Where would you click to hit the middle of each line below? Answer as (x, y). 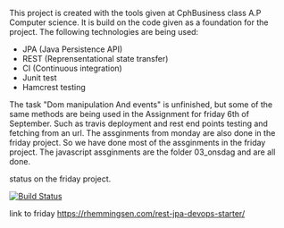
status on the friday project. (60, 179)
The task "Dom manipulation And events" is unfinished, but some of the (141, 105)
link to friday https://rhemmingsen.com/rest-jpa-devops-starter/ (127, 213)
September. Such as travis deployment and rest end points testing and (138, 123)
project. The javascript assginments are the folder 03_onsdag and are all (142, 152)
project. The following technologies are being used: (104, 32)
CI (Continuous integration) (72, 68)
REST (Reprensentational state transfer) (95, 59)
